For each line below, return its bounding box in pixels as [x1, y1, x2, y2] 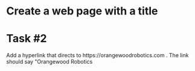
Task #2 [6, 32, 47, 46]
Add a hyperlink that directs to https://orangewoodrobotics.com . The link [6, 52, 189, 59]
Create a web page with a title [6, 4, 158, 18]
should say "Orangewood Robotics [6, 58, 93, 66]
